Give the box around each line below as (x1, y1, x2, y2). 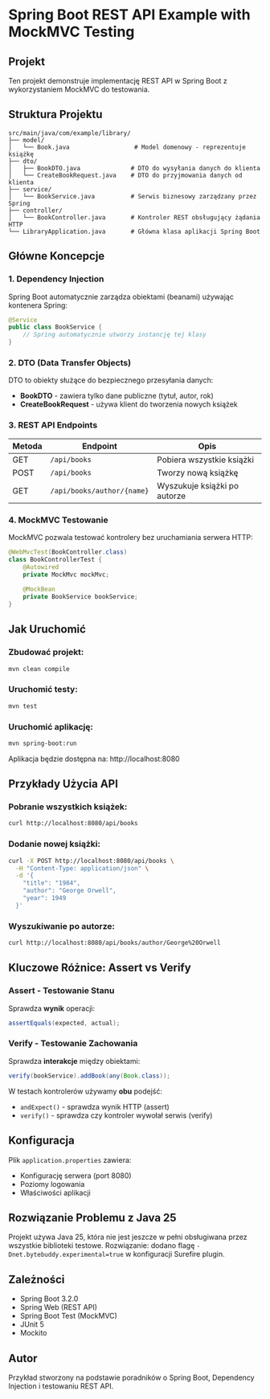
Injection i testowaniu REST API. (8, 1381, 114, 1391)
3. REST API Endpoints (8, 419, 98, 431)
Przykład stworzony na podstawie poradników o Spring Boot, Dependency (8, 1372, 255, 1382)
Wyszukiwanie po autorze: (8, 920, 115, 931)
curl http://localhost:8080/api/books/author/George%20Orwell (8, 939, 221, 947)
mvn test (8, 702, 38, 710)
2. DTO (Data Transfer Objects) (8, 357, 131, 368)
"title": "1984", (22, 879, 81, 887)
